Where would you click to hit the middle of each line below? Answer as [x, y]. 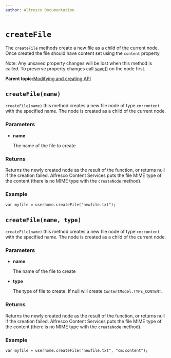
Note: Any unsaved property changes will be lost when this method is [79, 63]
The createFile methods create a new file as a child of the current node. [82, 48]
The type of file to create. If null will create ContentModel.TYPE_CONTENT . [88, 291]
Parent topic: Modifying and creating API [48, 78]
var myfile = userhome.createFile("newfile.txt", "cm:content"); [77, 350]
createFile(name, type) [43, 220]
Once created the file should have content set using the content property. [83, 53]
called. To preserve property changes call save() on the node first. [75, 68]
